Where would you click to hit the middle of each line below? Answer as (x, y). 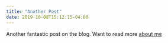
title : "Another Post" (34, 11)
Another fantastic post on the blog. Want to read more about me (84, 34)
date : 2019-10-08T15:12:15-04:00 (47, 17)
